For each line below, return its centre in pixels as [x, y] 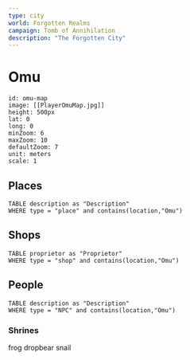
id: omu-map [28, 99]
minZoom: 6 [26, 133]
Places [25, 185]
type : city [26, 16]
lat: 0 [19, 119]
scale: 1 [23, 161]
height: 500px [32, 112]
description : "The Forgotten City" [67, 38]
